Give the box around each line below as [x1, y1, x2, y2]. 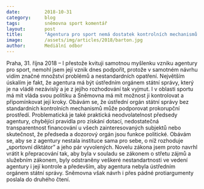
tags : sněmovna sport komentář [6, 20, 108, 26]
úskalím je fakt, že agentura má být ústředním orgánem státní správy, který [6, 78, 194, 86]
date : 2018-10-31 [6, 9, 72, 15]
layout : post [6, 26, 56, 32]
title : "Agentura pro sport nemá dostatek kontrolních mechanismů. [6, 32, 200, 38]
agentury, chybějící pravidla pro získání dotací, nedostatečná [6, 117, 160, 125]
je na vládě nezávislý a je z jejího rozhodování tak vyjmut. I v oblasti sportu [6, 85, 194, 92]
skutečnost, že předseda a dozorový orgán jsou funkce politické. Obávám [6, 130, 191, 137]
